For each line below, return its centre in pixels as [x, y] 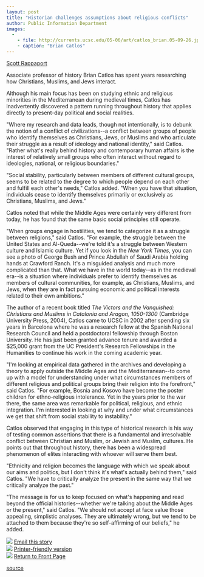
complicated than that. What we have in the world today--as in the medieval [101, 270]
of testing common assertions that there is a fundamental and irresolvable [99, 434]
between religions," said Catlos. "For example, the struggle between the [96, 237]
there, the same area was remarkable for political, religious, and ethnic [94, 403]
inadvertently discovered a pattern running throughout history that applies [99, 106]
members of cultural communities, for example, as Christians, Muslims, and [100, 282]
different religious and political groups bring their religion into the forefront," [101, 383]
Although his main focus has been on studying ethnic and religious [90, 93]
